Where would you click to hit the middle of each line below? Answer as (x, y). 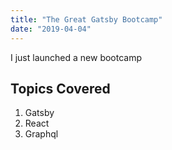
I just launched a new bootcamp (76, 57)
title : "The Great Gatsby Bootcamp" (86, 19)
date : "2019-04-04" (51, 29)
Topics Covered (60, 88)
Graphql (41, 134)
